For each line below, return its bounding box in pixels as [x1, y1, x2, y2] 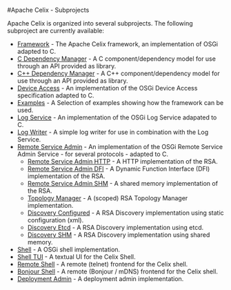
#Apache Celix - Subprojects [7, 6, 90, 14]
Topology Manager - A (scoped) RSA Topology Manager [27, 194, 188, 202]
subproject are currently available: [7, 27, 105, 35]
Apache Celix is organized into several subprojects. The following [7, 19, 193, 27]
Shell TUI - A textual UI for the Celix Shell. [17, 253, 136, 261]
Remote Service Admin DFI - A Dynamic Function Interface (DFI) [27, 165, 210, 173]
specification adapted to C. [17, 91, 94, 99]
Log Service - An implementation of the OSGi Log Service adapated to [17, 113, 217, 122]
